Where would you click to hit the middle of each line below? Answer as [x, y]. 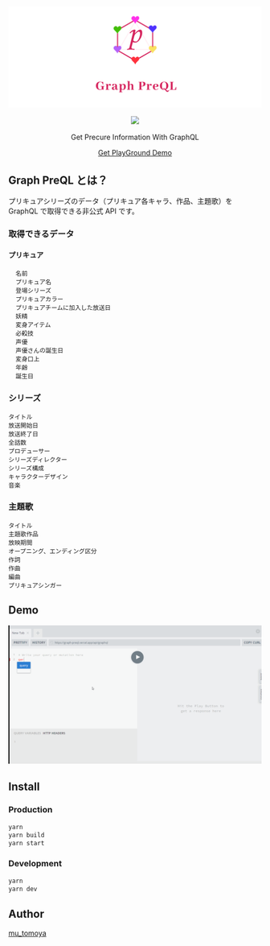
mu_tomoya [27, 933]
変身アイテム [33, 325]
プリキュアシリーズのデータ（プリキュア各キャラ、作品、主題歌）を [121, 201]
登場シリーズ [34, 291]
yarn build [27, 835]
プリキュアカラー [40, 299]
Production [31, 809]
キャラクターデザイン [38, 477]
